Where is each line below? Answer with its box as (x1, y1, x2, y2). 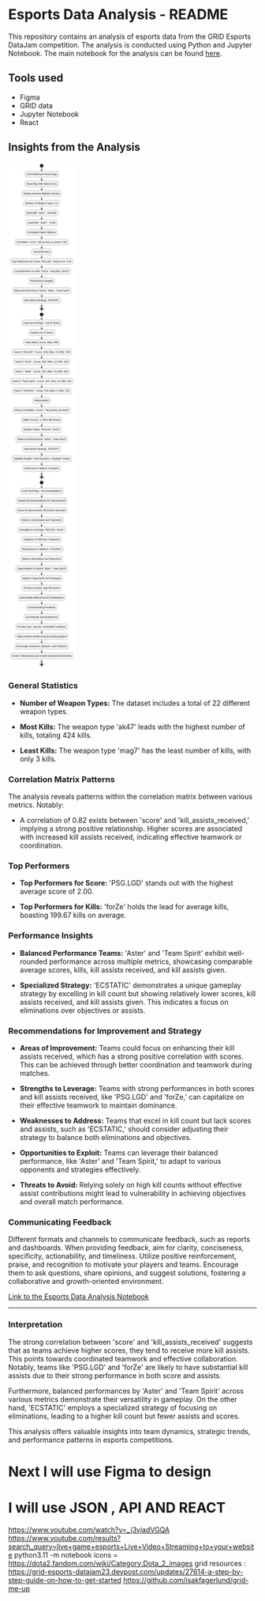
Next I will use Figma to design (8, 1463, 211, 1480)
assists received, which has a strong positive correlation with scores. (19, 1052, 244, 1061)
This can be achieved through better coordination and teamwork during (19, 1060, 252, 1070)
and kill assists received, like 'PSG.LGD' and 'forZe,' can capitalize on (19, 1093, 244, 1102)
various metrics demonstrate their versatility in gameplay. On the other (8, 1394, 238, 1404)
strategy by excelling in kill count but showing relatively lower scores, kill (19, 988, 256, 998)
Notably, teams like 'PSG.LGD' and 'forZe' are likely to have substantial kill (8, 1362, 248, 1372)
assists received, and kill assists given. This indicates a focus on (19, 997, 229, 1006)
